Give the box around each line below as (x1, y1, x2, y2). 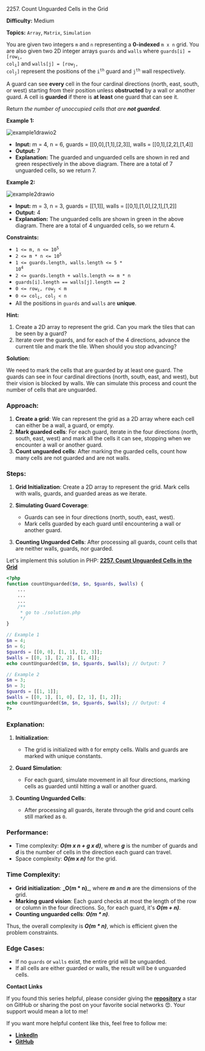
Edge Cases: (6, 944, 45, 952)
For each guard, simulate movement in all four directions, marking (24, 776, 190, 783)
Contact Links (6, 982, 43, 990)
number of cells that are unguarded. (6, 386, 97, 393)
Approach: (6, 401, 39, 410)
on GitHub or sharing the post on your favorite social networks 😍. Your (6, 1001, 185, 1008)
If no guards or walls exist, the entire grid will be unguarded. (15, 958, 167, 965)
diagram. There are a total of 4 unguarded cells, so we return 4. (15, 222, 176, 229)
